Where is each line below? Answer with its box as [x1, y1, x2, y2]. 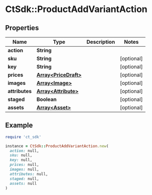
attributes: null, [10, 171, 49, 176]
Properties [5, 24, 39, 32]
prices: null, [10, 162, 39, 167]
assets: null [10, 181, 37, 186]
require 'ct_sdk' [5, 134, 42, 139]
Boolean [37, 96, 57, 103]
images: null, [10, 167, 39, 172]
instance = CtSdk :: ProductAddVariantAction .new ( [5, 143, 109, 149]
